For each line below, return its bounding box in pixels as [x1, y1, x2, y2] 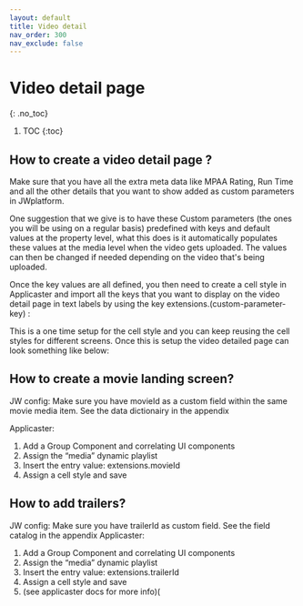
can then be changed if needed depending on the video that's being [9, 252, 266, 262]
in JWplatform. [9, 196, 65, 206]
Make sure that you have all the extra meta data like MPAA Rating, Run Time [9, 177, 294, 187]
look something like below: [9, 345, 110, 356]
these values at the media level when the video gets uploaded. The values [9, 242, 288, 253]
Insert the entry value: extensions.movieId [22, 460, 180, 470]
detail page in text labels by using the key [9, 298, 166, 309]
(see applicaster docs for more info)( [22, 586, 161, 597]
